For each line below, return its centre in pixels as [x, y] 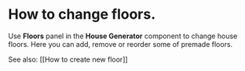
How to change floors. [82, 14]
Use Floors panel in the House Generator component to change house [123, 36]
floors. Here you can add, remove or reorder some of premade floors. [121, 44]
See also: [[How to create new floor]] [68, 59]
